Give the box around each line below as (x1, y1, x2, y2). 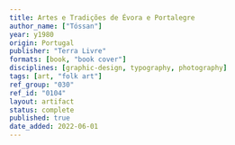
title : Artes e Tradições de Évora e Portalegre (9, 13, 195, 23)
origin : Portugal (9, 38, 75, 48)
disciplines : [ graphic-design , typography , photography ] (9, 64, 228, 73)
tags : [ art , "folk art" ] (9, 72, 103, 81)
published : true (9, 113, 70, 122)
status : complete (9, 105, 75, 114)
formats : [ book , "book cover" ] (9, 55, 127, 64)
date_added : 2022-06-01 (9, 122, 99, 131)
